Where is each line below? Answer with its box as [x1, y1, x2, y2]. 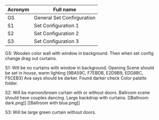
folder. [5, 80, 18, 86]
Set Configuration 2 [34, 30, 79, 37]
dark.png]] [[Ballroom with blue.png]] [5, 100, 80, 105]
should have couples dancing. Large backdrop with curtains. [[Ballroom [5, 95, 149, 101]
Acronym [7, 6, 29, 13]
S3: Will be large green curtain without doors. [5, 109, 97, 115]
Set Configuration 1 [34, 22, 79, 29]
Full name [53, 6, 77, 13]
